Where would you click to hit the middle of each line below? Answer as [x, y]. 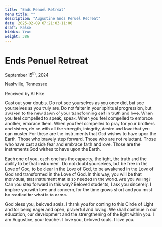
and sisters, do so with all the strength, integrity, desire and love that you [77, 129]
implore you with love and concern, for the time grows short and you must [79, 190]
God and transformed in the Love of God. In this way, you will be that [73, 174]
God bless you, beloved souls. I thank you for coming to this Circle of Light [79, 204]
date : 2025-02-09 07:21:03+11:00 [39, 23]
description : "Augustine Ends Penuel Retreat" [53, 18]
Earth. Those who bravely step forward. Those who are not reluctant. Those [81, 139]
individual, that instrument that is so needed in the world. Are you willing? [78, 179]
